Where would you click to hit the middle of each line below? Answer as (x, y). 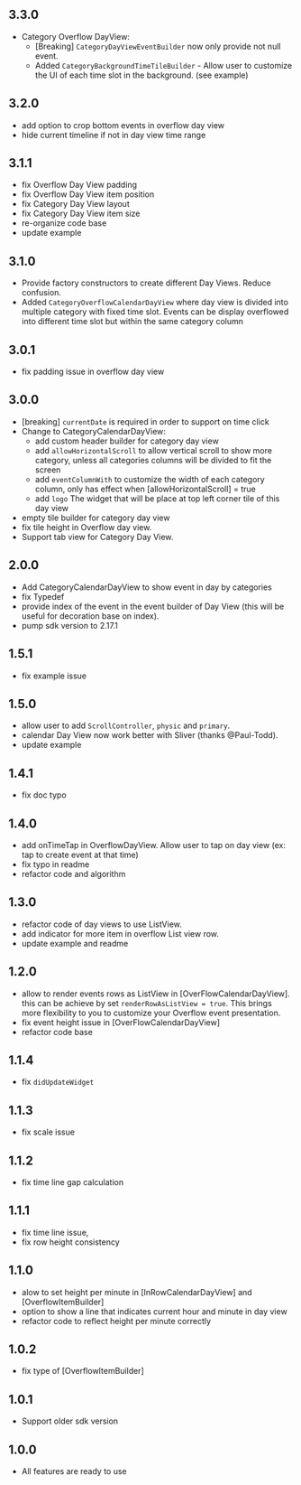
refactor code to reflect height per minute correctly (116, 1321)
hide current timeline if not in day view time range (114, 135)
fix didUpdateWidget (58, 1082)
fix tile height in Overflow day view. (87, 527)
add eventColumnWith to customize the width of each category (150, 479)
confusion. (41, 293)
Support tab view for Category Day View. (97, 537)
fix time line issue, (55, 1232)
